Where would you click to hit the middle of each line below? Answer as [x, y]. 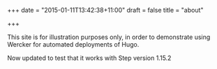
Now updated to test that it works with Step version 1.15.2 [89, 58]
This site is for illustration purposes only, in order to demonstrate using [109, 37]
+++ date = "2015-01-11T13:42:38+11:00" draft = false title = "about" [105, 10]
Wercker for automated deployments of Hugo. [73, 44]
